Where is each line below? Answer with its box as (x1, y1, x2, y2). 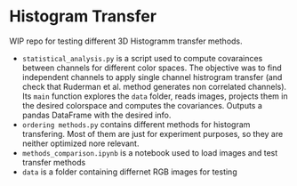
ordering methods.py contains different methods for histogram (21, 118, 251, 130)
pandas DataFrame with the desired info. (21, 109, 172, 120)
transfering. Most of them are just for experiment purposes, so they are (21, 128, 284, 139)
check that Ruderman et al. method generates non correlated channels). (21, 81, 287, 92)
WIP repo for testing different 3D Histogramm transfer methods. (9, 36, 243, 46)
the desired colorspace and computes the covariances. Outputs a (21, 100, 262, 110)
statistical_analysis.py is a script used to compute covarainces (21, 53, 263, 63)
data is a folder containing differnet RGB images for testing (21, 166, 237, 177)
